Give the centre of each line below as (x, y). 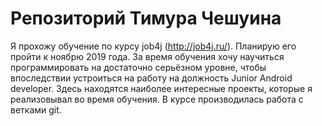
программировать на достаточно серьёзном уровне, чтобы (138, 67)
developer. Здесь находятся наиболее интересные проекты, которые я (161, 88)
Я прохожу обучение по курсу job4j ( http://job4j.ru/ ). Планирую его (153, 46)
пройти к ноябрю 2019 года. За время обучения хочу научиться (147, 56)
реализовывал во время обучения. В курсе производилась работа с (157, 99)
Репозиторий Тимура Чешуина (146, 18)
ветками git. (36, 109)
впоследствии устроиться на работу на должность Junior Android (151, 78)
